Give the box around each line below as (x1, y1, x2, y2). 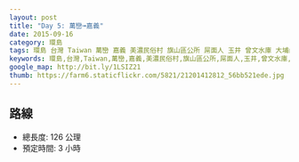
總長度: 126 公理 (21, 131, 82, 142)
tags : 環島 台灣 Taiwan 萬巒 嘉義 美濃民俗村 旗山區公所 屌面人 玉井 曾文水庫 (9, 46, 272, 55)
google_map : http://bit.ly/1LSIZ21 (9, 63, 141, 72)
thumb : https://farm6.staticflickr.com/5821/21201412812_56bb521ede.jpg (9, 71, 285, 80)
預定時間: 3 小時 (21, 142, 82, 153)
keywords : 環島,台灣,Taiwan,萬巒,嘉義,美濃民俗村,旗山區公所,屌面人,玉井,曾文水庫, (9, 54, 292, 63)
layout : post (9, 12, 58, 22)
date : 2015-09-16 (9, 29, 74, 38)
